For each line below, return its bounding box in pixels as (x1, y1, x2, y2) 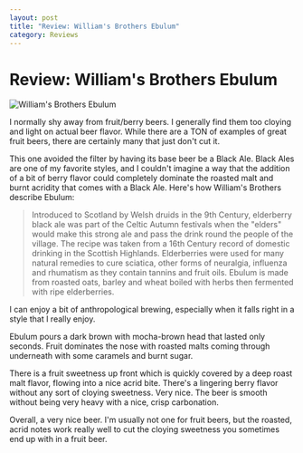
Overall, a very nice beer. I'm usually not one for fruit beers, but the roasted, (9, 414, 292, 426)
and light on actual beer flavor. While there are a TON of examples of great (9, 126, 288, 137)
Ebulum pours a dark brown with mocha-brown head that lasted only (9, 332, 265, 342)
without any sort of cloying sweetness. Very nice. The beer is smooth (9, 387, 268, 399)
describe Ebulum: (9, 192, 75, 203)
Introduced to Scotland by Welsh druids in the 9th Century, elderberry (31, 209, 292, 220)
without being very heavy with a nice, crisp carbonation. (9, 397, 219, 408)
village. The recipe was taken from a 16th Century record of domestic (31, 238, 290, 249)
